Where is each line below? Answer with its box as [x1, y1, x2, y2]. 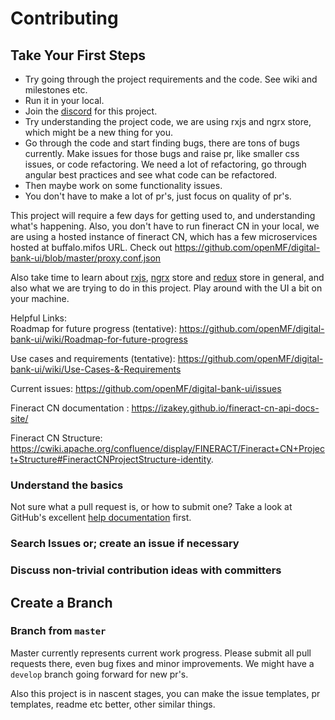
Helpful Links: [10, 312, 68, 324]
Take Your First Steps [10, 47, 147, 64]
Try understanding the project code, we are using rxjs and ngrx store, [24, 116, 312, 127]
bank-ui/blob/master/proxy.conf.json [10, 252, 162, 264]
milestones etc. [24, 84, 88, 96]
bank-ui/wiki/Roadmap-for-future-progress [10, 333, 188, 345]
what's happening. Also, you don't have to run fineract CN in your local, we [10, 220, 320, 232]
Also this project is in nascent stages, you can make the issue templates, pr [10, 687, 321, 699]
